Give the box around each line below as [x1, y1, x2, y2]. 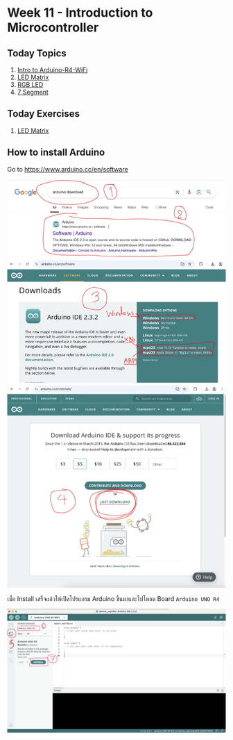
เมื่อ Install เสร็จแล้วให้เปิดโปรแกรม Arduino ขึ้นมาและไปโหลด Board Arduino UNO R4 [7, 595, 220, 603]
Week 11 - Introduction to [7, 5, 153, 21]
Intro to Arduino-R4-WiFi [17, 66, 88, 74]
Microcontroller [7, 19, 99, 35]
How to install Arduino [7, 147, 105, 158]
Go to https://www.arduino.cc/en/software [7, 165, 128, 173]
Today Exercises [7, 108, 80, 120]
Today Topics [7, 47, 67, 59]
